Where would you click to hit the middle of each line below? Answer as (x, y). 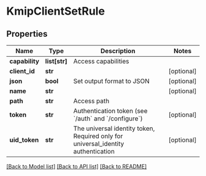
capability (25, 61)
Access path (91, 101)
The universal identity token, (114, 128)
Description (118, 51)
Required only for (98, 136)
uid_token (24, 140)
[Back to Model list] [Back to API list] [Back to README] (77, 167)
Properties (27, 34)
